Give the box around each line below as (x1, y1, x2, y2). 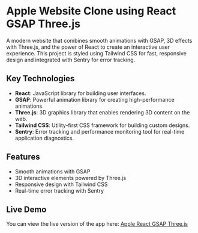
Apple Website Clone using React (6, 4, 176, 18)
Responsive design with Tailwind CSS (14, 181, 108, 188)
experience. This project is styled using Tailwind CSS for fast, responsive (6, 49, 187, 57)
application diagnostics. (14, 134, 74, 141)
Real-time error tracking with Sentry (14, 187, 104, 194)
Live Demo (6, 204, 47, 214)
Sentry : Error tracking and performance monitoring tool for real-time (14, 128, 185, 135)
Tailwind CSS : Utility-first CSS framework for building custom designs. (14, 122, 190, 129)
